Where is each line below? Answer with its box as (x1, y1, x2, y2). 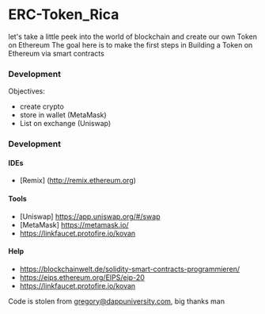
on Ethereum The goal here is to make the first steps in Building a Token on (8, 40, 253, 49)
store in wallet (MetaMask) (19, 110, 107, 120)
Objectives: (8, 86, 45, 96)
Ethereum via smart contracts (8, 48, 104, 58)
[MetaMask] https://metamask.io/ (19, 220, 129, 229)
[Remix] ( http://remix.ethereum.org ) (19, 176, 137, 186)
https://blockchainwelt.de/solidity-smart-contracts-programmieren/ (19, 264, 240, 274)
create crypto (19, 101, 65, 112)
